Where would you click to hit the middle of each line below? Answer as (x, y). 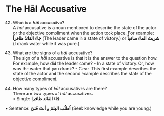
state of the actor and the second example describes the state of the (82, 73)
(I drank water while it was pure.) (46, 43)
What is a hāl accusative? (39, 23)
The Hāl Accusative (46, 9)
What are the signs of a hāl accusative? (53, 53)
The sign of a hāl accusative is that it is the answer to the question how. (85, 58)
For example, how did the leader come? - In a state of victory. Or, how (83, 63)
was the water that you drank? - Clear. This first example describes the (84, 68)
